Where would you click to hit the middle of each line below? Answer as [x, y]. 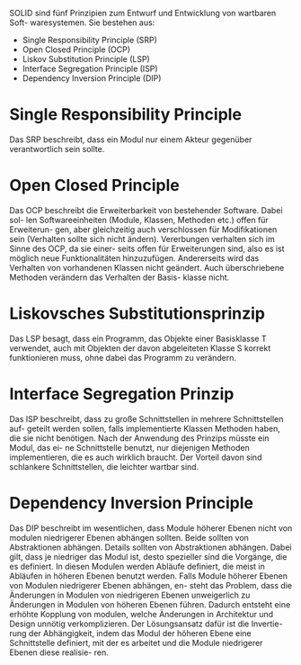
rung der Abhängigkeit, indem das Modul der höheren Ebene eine [130, 633]
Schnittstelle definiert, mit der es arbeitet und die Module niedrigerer [136, 643]
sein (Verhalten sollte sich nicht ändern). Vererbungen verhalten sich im [142, 238]
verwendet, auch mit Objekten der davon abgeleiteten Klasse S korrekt [140, 348]
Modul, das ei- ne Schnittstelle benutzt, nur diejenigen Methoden [129, 447]
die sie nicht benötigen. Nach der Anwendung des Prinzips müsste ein [139, 438]
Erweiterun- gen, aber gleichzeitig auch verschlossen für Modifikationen [143, 229]
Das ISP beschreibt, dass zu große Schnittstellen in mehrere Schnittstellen [146, 418]
